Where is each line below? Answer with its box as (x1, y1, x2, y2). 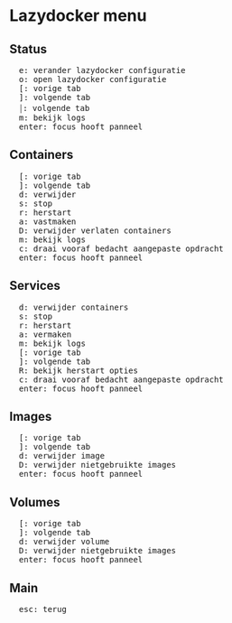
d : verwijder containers (18, 302, 129, 312)
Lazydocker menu (9, 5, 147, 26)
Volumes (9, 494, 60, 510)
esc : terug (18, 604, 68, 615)
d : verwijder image (18, 451, 106, 461)
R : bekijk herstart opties (18, 365, 138, 376)
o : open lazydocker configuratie (18, 74, 167, 84)
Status (9, 42, 48, 57)
